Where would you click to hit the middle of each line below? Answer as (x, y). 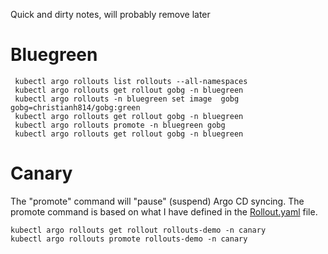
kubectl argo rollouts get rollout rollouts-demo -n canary (138, 230)
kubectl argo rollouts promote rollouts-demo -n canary (129, 239)
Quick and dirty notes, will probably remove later (110, 14)
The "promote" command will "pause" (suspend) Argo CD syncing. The (157, 201)
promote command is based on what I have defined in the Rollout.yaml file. (164, 211)
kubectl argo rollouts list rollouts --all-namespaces (131, 81)
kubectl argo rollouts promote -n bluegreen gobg (120, 125)
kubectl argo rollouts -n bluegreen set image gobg (127, 99)
